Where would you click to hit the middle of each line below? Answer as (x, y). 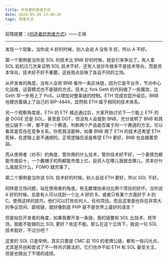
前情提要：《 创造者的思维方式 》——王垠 (46, 34)
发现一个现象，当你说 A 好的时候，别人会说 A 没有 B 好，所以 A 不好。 (77, 49)
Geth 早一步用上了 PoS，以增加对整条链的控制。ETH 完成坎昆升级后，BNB (82, 96)
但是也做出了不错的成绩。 (31, 253)
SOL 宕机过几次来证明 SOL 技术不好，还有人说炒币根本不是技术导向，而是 (81, 66)
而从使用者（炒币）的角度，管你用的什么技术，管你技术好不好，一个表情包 (82, 155)
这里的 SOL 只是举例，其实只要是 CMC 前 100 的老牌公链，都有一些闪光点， (83, 241)
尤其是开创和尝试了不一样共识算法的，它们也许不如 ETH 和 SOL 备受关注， (82, 247)
